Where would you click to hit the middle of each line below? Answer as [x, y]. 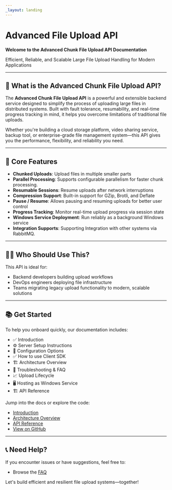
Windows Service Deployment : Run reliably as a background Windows [88, 218]
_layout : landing [24, 10]
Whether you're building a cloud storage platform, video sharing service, [82, 130]
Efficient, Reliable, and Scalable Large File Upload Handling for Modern [80, 59]
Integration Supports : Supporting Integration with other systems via [85, 228]
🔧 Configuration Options [38, 351]
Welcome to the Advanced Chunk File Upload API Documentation [76, 50]
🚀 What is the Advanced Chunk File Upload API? [83, 86]
